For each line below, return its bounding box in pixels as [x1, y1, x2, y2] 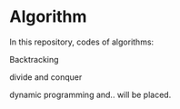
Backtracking [9, 54, 59, 64]
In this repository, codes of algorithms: [9, 36, 155, 47]
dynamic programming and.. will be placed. [9, 89, 172, 100]
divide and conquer [9, 71, 83, 83]
